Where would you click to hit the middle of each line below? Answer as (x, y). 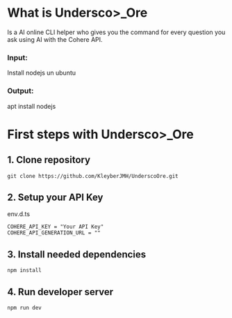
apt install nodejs (32, 106)
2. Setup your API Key (55, 197)
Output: (20, 91)
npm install (24, 271)
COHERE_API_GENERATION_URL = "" (54, 233)
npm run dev (24, 308)
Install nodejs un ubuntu (42, 73)
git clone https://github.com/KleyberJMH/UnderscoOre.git (93, 176)
